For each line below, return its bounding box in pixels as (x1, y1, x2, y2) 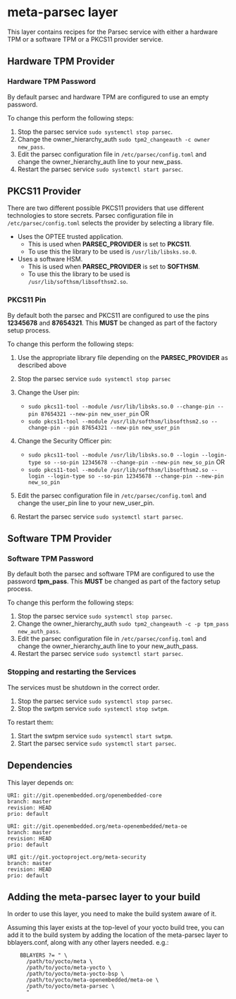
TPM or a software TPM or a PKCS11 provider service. (7, 35, 163, 43)
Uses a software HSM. (17, 255, 83, 263)
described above (17, 361, 67, 369)
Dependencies (7, 759, 73, 771)
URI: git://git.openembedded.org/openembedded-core (7, 792, 162, 799)
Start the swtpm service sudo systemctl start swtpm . (17, 731, 173, 740)
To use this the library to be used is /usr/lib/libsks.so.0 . (27, 247, 197, 256)
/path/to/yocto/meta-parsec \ (25, 983, 115, 990)
